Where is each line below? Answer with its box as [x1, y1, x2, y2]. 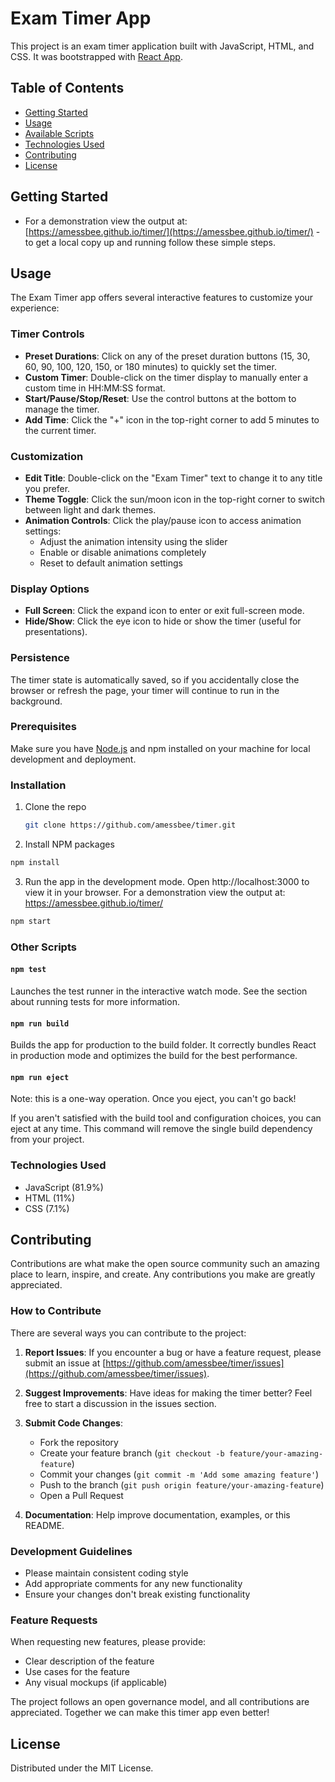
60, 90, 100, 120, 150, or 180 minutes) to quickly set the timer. [24, 360, 277, 372]
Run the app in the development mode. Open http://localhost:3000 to [24, 875, 310, 887]
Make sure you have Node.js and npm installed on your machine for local [10, 742, 311, 754]
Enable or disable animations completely [39, 546, 207, 558]
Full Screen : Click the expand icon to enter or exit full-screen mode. [24, 605, 305, 617]
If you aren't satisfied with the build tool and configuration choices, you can [10, 1112, 322, 1124]
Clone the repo [24, 801, 87, 813]
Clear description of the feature [24, 1655, 155, 1667]
